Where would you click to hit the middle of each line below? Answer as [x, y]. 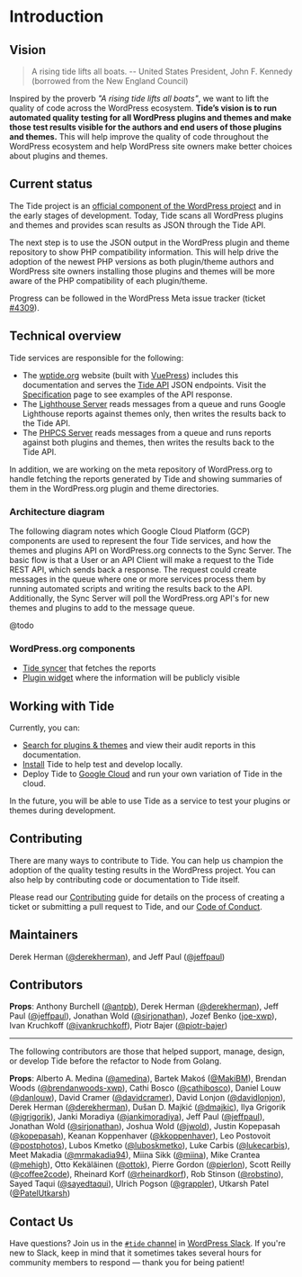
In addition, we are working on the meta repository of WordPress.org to [141, 469]
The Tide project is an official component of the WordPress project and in [145, 205]
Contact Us [41, 1222]
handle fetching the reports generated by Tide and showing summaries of [146, 478]
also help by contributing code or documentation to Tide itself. [124, 879]
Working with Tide [62, 706]
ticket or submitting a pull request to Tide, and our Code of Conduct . [136, 906]
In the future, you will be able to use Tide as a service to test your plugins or [150, 801]
